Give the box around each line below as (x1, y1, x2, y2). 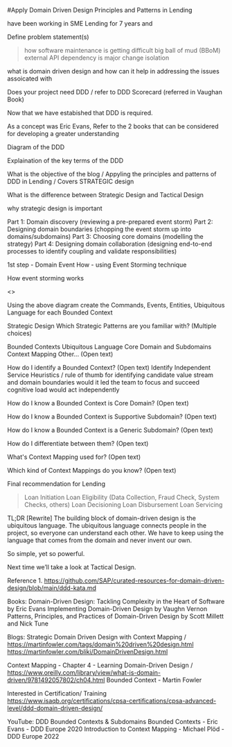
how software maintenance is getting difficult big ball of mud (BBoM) (24, 47, 221, 54)
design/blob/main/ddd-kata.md (7, 584, 97, 592)
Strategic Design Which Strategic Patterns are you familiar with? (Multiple (7, 322, 217, 330)
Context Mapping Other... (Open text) (7, 350, 114, 358)
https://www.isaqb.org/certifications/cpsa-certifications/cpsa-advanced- (7, 697, 217, 705)
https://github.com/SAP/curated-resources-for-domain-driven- (44, 576, 225, 585)
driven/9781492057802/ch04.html (7, 676, 105, 684)
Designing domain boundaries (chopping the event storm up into (7, 225, 192, 233)
